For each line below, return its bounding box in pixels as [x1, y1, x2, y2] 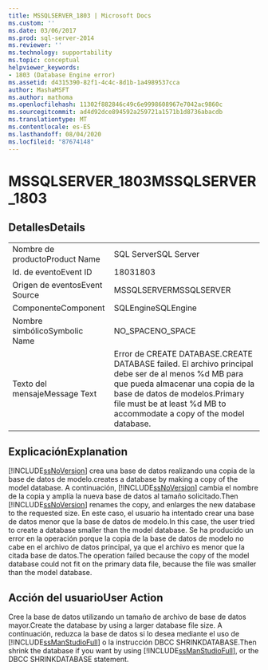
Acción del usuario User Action [8, 591, 164, 605]
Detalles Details [8, 221, 86, 235]
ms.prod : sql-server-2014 [8, 33, 94, 42]
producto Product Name [12, 253, 101, 264]
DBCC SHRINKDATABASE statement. [8, 655, 129, 664]
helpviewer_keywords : [8, 64, 81, 72]
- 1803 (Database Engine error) [8, 71, 116, 79]
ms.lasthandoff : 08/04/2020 [8, 130, 102, 138]
